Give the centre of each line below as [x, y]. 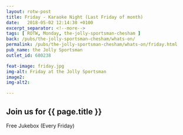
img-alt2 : [18, 83]
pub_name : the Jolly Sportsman [44, 50]
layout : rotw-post [29, 11]
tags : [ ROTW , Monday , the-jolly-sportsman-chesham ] [74, 34]
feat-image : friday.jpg [35, 66]
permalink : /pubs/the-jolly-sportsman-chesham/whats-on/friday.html [92, 45]
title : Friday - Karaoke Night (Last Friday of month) [75, 17]
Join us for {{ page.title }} [54, 112]
